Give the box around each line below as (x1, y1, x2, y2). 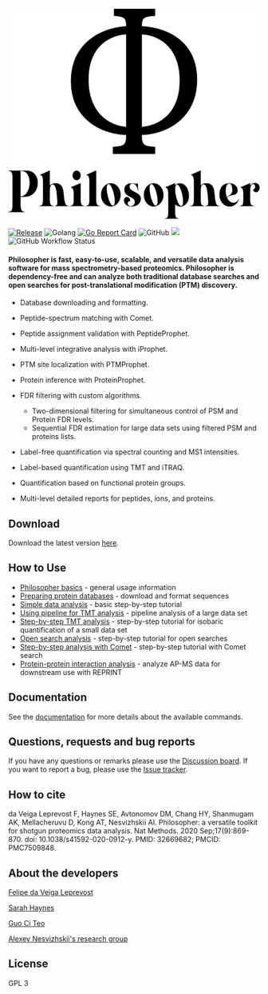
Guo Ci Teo (8, 919, 45, 928)
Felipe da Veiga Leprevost (8, 888, 94, 897)
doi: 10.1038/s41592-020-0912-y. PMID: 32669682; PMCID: (24, 835, 221, 844)
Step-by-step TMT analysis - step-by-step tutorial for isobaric (19, 617, 224, 626)
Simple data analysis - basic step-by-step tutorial (19, 599, 182, 609)
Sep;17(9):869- (199, 826, 250, 836)
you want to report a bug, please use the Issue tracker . (8, 764, 188, 774)
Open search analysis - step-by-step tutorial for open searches (19, 633, 228, 643)
